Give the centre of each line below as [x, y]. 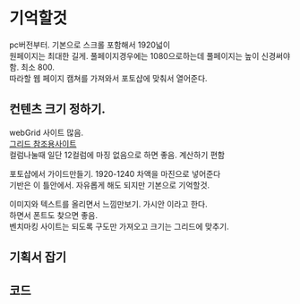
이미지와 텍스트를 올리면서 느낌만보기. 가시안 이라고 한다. [108, 204]
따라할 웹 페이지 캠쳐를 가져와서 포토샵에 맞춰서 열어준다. [108, 78]
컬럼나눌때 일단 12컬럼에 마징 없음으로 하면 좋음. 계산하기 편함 [117, 155]
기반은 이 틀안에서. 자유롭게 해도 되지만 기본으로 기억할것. [110, 185]
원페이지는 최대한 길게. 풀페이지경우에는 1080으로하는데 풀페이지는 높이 [134, 55]
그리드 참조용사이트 [43, 143]
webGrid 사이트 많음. [47, 132]
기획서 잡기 [38, 257]
